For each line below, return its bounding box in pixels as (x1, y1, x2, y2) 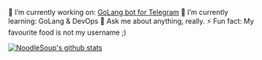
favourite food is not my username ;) (8, 28, 127, 37)
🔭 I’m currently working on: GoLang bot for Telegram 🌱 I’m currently (8, 8, 229, 17)
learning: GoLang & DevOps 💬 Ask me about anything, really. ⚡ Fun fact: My (8, 17, 254, 25)
